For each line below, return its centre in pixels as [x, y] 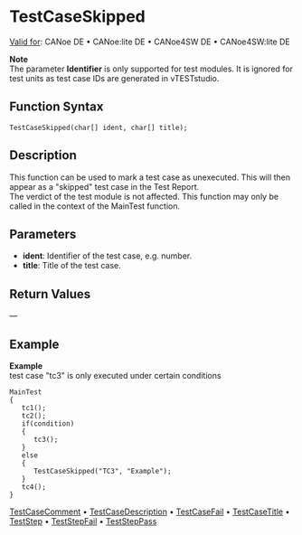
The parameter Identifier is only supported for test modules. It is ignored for [151, 69]
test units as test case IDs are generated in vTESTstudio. [114, 78]
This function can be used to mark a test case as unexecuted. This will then [150, 177]
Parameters [43, 234]
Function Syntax [57, 107]
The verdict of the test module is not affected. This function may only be [144, 196]
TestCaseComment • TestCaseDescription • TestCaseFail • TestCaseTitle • [150, 512]
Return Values [50, 294]
